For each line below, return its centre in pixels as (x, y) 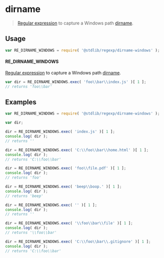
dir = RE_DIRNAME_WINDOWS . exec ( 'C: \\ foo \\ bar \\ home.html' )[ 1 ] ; (77, 150)
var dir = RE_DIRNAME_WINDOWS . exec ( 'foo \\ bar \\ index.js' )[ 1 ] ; (76, 82)
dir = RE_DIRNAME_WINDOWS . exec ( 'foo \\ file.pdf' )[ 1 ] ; (66, 168)
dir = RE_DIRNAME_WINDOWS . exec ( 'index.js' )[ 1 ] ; (60, 132)
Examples (21, 102)
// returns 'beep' (24, 196)
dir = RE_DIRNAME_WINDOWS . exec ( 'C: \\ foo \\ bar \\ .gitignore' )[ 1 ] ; (78, 241)
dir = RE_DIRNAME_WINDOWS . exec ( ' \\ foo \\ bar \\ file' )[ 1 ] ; (69, 223)
